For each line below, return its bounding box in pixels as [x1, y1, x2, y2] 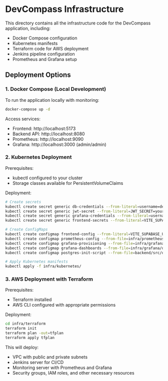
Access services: [5, 116, 41, 122]
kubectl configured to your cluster [12, 175, 83, 181]
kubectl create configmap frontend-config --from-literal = [5, 232, 131, 237]
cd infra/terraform [5, 321, 46, 327]
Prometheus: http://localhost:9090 [12, 136, 84, 142]
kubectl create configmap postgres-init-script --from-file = [5, 250, 135, 255]
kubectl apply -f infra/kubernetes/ [5, 264, 81, 269]
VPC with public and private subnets [12, 354, 88, 360]
